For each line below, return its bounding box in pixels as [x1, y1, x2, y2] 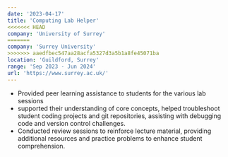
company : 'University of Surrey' [7, 30, 106, 37]
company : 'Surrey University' [7, 43, 97, 50]
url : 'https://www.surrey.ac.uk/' [7, 69, 109, 76]
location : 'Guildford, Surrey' [7, 57, 100, 64]
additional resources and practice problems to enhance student [17, 134, 203, 142]
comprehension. [17, 141, 66, 150]
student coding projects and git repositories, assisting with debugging [17, 111, 222, 120]
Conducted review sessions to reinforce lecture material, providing [17, 127, 212, 135]
